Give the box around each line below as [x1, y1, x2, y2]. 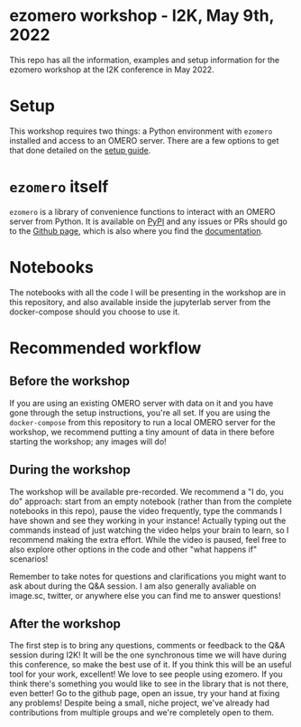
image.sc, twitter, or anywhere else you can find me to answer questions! [9, 590, 281, 601]
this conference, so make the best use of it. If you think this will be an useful [9, 659, 292, 670]
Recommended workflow [9, 338, 202, 358]
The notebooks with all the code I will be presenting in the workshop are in [9, 286, 287, 298]
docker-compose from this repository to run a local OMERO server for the [9, 416, 276, 427]
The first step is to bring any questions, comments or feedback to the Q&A [9, 640, 286, 651]
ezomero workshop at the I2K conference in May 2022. [9, 64, 214, 75]
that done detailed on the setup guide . [9, 144, 151, 155]
